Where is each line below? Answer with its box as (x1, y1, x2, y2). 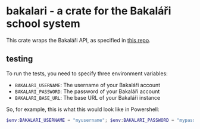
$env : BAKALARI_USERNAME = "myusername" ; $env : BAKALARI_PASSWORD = (6, 117, 174, 123)
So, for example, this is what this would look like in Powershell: (6, 106, 160, 113)
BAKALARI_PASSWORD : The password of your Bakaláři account (14, 88, 160, 95)
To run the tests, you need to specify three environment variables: (6, 70, 168, 77)
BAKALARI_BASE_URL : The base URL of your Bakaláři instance (14, 94, 161, 101)
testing (6, 54, 33, 64)
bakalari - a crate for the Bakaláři (6, 4, 171, 18)
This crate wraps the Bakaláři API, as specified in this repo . (6, 36, 151, 44)
